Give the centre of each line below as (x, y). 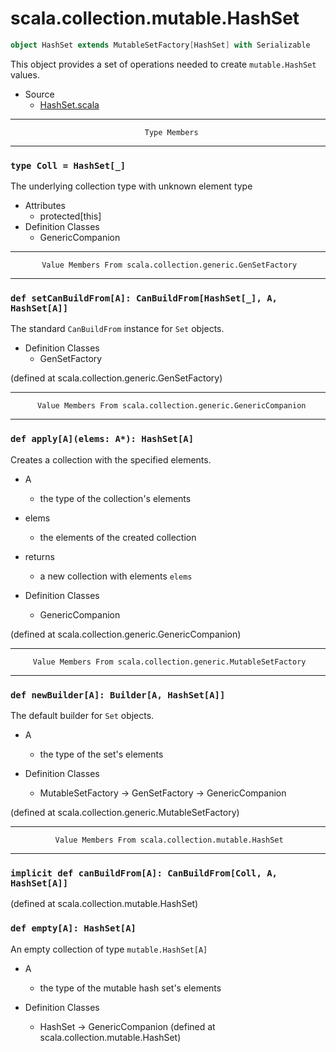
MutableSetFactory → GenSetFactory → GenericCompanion (163, 793)
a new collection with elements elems (116, 576)
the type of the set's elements (101, 754)
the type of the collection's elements (115, 498)
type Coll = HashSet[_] (68, 165)
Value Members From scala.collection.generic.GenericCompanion (171, 406)
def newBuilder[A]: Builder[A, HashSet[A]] (118, 695)
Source (39, 94)
